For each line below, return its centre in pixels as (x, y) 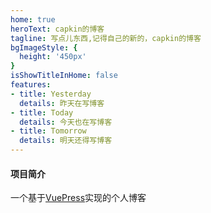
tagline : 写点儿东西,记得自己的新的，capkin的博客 (106, 38)
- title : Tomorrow (48, 131)
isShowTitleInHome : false (64, 76)
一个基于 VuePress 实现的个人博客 (78, 198)
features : (31, 85)
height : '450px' (53, 57)
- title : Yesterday (51, 94)
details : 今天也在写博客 (66, 122)
